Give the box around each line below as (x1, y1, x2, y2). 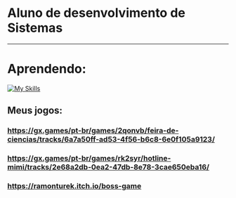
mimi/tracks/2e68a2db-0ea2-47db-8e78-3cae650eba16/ (7, 162, 209, 172)
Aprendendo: (7, 61, 86, 77)
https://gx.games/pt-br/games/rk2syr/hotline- (7, 154, 171, 163)
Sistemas (7, 20, 63, 36)
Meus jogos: (7, 104, 63, 117)
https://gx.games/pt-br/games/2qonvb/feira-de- (7, 125, 179, 135)
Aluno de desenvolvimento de (7, 5, 186, 21)
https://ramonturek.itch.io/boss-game (7, 181, 142, 191)
